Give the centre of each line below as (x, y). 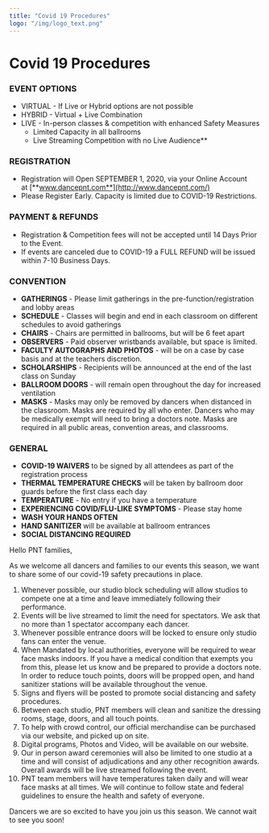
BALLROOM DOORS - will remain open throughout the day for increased (141, 384)
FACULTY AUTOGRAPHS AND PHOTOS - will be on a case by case (132, 350)
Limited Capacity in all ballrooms (87, 132)
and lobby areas (48, 307)
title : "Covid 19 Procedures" (60, 16)
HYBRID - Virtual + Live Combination (82, 115)
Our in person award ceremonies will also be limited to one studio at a (137, 753)
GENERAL (29, 448)
